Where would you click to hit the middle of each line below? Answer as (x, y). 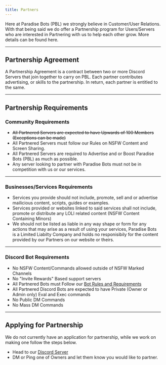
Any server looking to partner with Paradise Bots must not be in (77, 164)
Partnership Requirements (46, 108)
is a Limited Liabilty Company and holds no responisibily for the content (85, 235)
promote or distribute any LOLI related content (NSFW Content (76, 213)
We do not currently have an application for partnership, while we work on (81, 337)
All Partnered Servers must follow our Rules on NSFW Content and (80, 143)
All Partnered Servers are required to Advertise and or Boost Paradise (83, 154)
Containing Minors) (32, 219)
